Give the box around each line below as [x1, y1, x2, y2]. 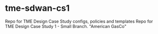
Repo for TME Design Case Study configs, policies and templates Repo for [5, 18, 153, 24]
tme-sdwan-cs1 [5, 3, 70, 14]
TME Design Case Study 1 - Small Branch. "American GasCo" [5, 23, 127, 29]
